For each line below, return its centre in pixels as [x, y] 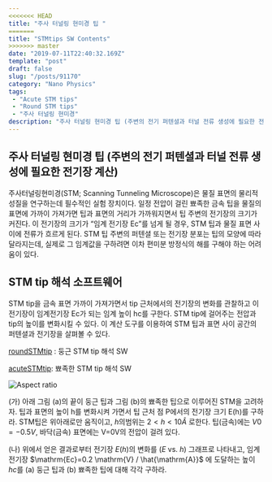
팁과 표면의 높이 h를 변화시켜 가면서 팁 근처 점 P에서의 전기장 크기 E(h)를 [134, 411]
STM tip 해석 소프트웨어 [65, 282]
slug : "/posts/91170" [45, 76]
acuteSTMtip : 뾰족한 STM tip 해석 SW [70, 368]
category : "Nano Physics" [52, 84]
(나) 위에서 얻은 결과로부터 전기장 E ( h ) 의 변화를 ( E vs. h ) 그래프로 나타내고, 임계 [134, 449]
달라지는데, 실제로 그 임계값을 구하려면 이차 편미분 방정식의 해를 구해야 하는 [127, 244]
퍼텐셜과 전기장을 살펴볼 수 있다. [60, 333]
